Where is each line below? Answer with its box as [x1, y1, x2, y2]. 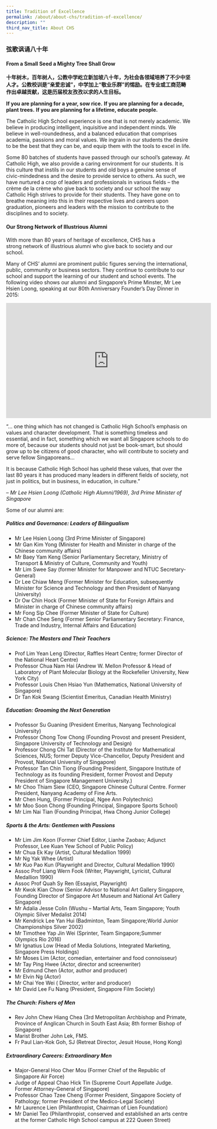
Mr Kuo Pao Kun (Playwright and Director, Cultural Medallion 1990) [14, 861, 175, 869]
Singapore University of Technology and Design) [14, 740, 132, 747]
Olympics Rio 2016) [14, 936, 61, 943]
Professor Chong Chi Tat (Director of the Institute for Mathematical [14, 746, 175, 753]
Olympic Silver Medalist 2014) [14, 911, 87, 918]
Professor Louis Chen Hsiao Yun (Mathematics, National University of [14, 681, 182, 688]
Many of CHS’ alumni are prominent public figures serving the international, [6, 260, 188, 267]
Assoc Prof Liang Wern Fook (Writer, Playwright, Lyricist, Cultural [14, 868, 171, 875]
